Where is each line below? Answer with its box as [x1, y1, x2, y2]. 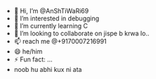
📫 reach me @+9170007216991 [13, 37, 107, 45]
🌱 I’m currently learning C [13, 22, 89, 30]
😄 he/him [13, 47, 43, 56]
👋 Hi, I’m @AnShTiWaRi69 [13, 7, 89, 15]
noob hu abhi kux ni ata [13, 66, 82, 73]
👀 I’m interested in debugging [13, 14, 100, 23]
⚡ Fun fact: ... [13, 55, 53, 63]
